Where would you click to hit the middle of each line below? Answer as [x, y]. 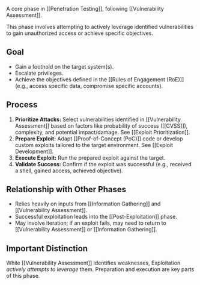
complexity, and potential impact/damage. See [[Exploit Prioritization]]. [102, 132]
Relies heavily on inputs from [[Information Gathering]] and [88, 204]
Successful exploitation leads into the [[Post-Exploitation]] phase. [96, 217]
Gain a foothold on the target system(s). [64, 66]
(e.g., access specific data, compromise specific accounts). [89, 86]
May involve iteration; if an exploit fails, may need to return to [90, 223]
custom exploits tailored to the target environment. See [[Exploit [94, 145]
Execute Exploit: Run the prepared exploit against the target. [90, 158]
